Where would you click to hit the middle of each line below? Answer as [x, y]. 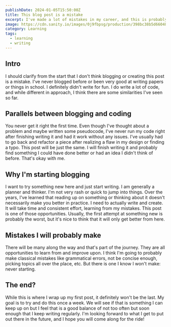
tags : [11, 34]
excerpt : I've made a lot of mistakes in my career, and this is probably [86, 19]
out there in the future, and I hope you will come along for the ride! [75, 319]
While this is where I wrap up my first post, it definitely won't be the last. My [85, 297]
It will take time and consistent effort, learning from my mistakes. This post [83, 208]
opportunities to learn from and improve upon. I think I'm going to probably [83, 253]
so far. [12, 98]
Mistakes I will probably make [53, 235]
